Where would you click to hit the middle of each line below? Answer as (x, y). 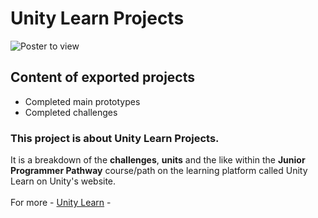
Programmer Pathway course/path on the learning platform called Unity (159, 171)
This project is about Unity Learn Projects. (115, 138)
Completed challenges (71, 112)
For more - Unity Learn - (61, 203)
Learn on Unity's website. (63, 181)
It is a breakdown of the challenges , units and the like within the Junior (158, 160)
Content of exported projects (102, 77)
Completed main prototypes (82, 101)
